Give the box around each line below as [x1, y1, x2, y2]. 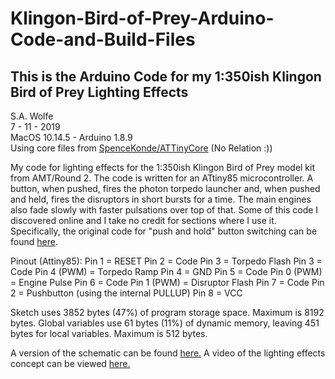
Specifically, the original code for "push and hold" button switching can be [10, 225, 318, 237]
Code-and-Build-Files [10, 28, 196, 51]
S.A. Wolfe [10, 110, 54, 122]
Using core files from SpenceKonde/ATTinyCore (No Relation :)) [10, 142, 273, 154]
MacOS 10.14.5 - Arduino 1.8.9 [10, 132, 133, 143]
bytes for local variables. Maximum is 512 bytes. [10, 328, 208, 339]
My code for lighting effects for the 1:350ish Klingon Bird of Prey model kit [10, 162, 316, 173]
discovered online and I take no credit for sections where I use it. [10, 215, 277, 226]
